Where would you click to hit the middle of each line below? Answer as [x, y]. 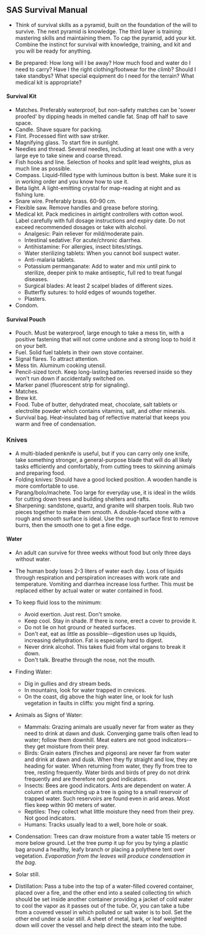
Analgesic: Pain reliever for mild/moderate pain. [84, 234]
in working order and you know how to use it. [72, 182]
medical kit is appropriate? [49, 82]
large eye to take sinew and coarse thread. [69, 156]
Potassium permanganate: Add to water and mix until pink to [100, 267]
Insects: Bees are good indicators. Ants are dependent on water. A [108, 785]
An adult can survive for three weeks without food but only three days [103, 552]
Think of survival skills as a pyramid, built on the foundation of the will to [106, 25]
